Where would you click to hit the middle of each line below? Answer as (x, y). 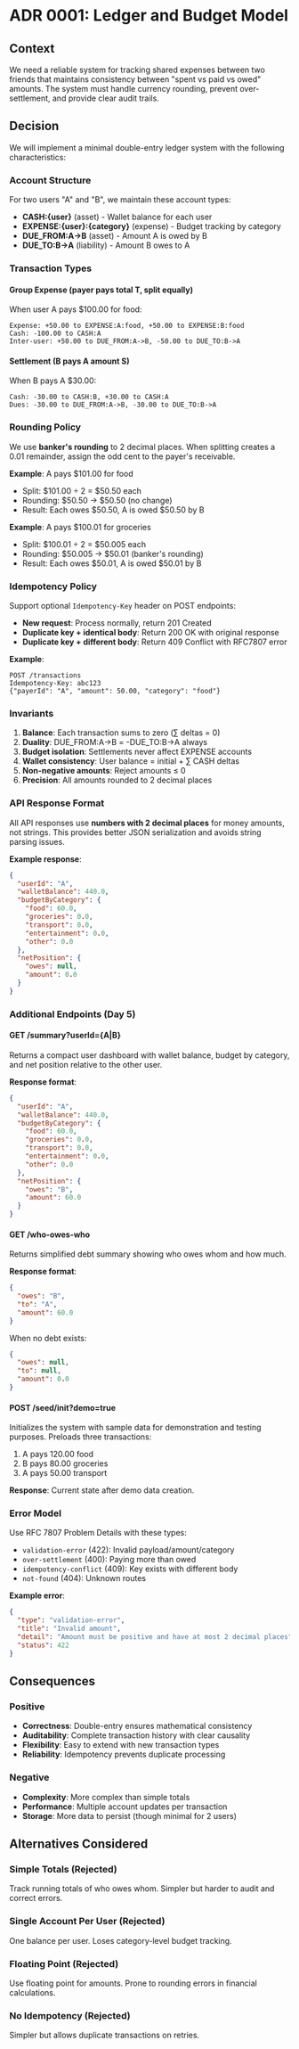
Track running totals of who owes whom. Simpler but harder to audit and (142, 1889)
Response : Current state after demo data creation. (102, 1490)
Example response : (45, 859)
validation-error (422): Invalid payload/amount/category (128, 1550)
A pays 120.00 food (58, 1455)
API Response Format (57, 803)
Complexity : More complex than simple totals (106, 1797)
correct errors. (36, 1898)
